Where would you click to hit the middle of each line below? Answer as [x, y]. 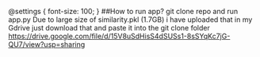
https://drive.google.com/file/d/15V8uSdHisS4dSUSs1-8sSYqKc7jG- [119, 36]
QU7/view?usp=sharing [47, 45]
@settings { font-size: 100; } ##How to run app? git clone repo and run [123, 11]
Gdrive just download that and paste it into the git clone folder [109, 28]
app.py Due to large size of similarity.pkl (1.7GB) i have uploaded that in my [130, 20]
